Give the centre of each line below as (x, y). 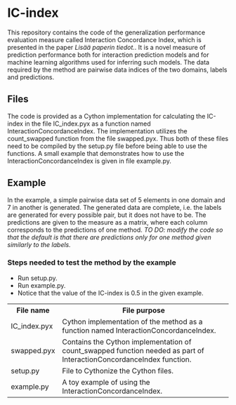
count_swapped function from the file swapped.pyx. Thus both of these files (118, 138)
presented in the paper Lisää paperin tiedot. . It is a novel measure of (106, 47)
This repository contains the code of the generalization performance (106, 32)
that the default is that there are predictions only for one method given (110, 237)
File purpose (143, 310)
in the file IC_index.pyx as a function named (87, 124)
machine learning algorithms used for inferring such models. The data (108, 62)
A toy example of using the (106, 382)
